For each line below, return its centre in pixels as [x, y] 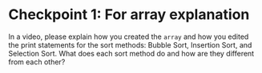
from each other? [37, 62]
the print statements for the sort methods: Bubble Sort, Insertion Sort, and [130, 44]
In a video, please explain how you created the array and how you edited [129, 36]
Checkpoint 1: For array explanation [129, 15]
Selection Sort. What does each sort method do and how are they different [131, 53]
